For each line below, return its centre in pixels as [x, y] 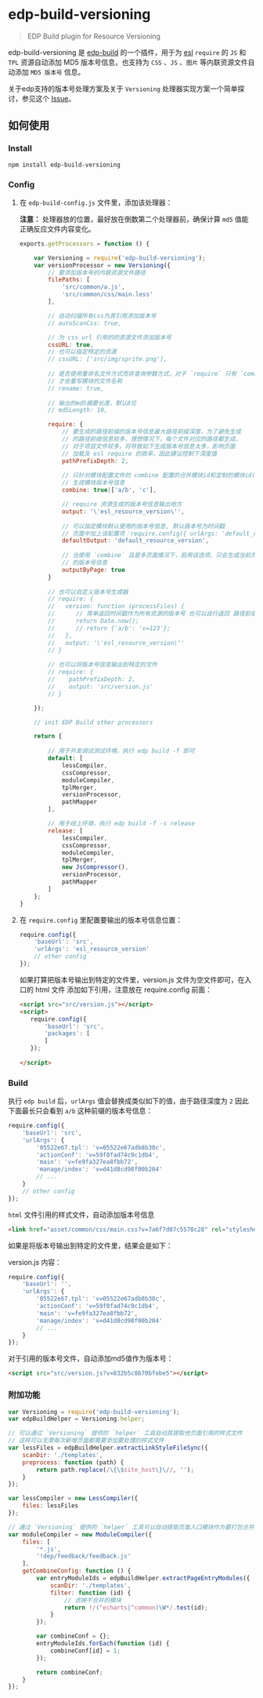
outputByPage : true [93, 570]
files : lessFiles [50, 1506]
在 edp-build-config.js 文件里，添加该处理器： [96, 202]
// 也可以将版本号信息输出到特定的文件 [103, 665]
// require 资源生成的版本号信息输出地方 [122, 505]
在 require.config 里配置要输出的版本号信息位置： [101, 920]
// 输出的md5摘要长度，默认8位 [92, 403]
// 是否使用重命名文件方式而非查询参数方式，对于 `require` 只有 [142, 374]
